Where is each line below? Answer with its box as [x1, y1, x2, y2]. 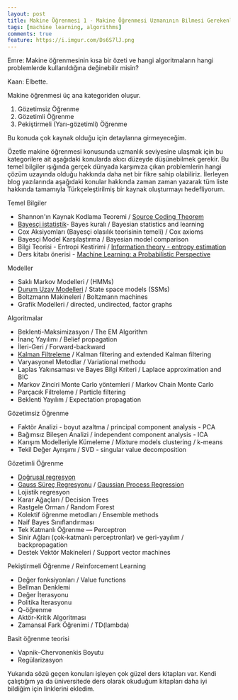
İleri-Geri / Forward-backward [17, 343, 106, 351]
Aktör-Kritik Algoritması [17, 614, 86, 622]
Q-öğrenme [17, 606, 52, 614]
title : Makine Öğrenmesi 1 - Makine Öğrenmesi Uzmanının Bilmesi [7, 17, 204, 24]
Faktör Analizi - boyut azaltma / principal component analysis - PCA [17, 423, 216, 431]
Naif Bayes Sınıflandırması [17, 518, 94, 526]
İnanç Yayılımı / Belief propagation [17, 335, 118, 344]
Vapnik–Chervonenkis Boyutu [17, 648, 104, 657]
